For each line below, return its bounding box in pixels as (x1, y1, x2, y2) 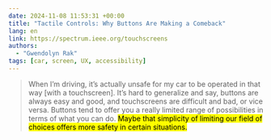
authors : (8, 42, 38, 50)
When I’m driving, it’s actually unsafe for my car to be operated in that (28, 78, 260, 89)
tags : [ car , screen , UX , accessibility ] (8, 57, 147, 66)
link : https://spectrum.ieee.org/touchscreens (8, 34, 168, 43)
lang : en (8, 27, 38, 35)
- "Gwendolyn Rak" (15, 49, 78, 57)
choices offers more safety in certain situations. (28, 122, 188, 132)
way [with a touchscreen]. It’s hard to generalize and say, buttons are (28, 87, 259, 97)
